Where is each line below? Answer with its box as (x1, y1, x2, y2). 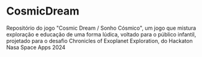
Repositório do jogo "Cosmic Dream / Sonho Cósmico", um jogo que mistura (6, 24, 197, 32)
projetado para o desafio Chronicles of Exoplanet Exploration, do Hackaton (6, 37, 193, 44)
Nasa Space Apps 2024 (6, 44, 66, 51)
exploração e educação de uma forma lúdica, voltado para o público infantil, (6, 30, 197, 38)
